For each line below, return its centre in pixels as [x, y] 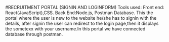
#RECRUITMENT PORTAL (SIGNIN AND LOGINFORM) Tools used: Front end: [85, 7]
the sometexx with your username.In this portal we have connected [75, 29]
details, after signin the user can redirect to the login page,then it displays [82, 23]
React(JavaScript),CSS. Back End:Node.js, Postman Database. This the [79, 13]
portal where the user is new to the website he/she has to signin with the [81, 18]
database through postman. [34, 34]
